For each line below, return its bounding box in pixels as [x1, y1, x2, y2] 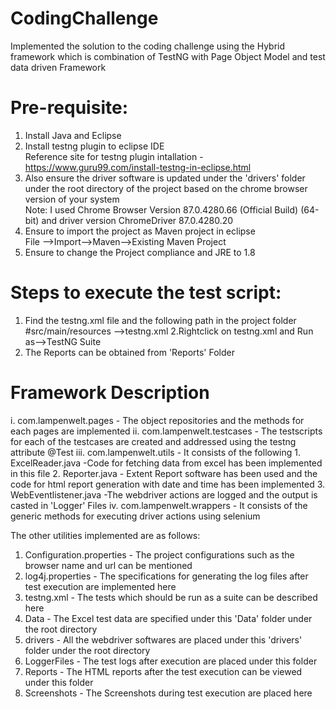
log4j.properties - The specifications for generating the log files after [24, 570, 309, 582]
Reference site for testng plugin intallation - [24, 150, 204, 162]
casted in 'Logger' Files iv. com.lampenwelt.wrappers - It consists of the [10, 499, 308, 511]
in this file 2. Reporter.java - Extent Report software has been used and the [10, 467, 318, 479]
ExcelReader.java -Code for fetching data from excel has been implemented [10, 457, 323, 469]
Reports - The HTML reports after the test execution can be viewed [24, 665, 303, 677]
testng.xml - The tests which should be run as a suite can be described [24, 591, 318, 603]
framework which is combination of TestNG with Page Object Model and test [10, 50, 326, 62]
